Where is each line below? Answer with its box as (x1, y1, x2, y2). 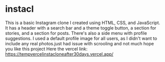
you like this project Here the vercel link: (5, 46, 88, 52)
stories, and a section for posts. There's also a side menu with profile (5, 30, 147, 36)
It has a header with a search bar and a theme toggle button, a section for (5, 25, 157, 31)
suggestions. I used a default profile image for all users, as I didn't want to (5, 35, 158, 41)
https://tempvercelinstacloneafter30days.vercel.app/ (5, 51, 114, 57)
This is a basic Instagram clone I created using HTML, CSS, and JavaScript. (5, 20, 161, 26)
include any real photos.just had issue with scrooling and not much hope (5, 40, 154, 46)
